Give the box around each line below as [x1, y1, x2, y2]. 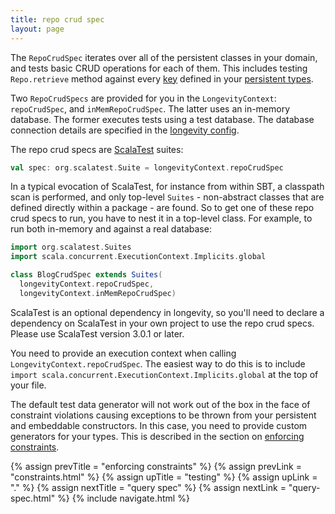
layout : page [10, 24, 65, 34]
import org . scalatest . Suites [10, 242, 132, 253]
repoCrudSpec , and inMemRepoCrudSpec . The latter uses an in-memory [10, 102, 291, 115]
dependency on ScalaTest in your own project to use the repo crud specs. [10, 317, 315, 329]
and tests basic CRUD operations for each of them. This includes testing [10, 62, 308, 74]
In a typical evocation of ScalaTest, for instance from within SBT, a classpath [10, 181, 325, 193]
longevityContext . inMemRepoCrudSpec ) [19, 288, 177, 298]
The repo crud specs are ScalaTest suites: [10, 143, 184, 155]
